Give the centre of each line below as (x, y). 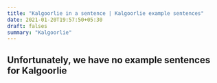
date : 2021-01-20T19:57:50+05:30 (55, 20)
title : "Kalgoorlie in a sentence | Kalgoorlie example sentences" (106, 13)
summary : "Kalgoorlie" (39, 32)
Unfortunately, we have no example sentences (109, 60)
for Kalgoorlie (37, 70)
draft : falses (27, 26)
